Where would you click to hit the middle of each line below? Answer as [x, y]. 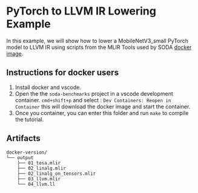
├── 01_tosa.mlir [39, 163]
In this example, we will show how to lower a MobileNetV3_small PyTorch [97, 41]
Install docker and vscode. [48, 87]
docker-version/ [27, 152]
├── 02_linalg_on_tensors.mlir [57, 174]
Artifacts [23, 138]
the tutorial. [29, 119]
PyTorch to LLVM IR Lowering [81, 11]
